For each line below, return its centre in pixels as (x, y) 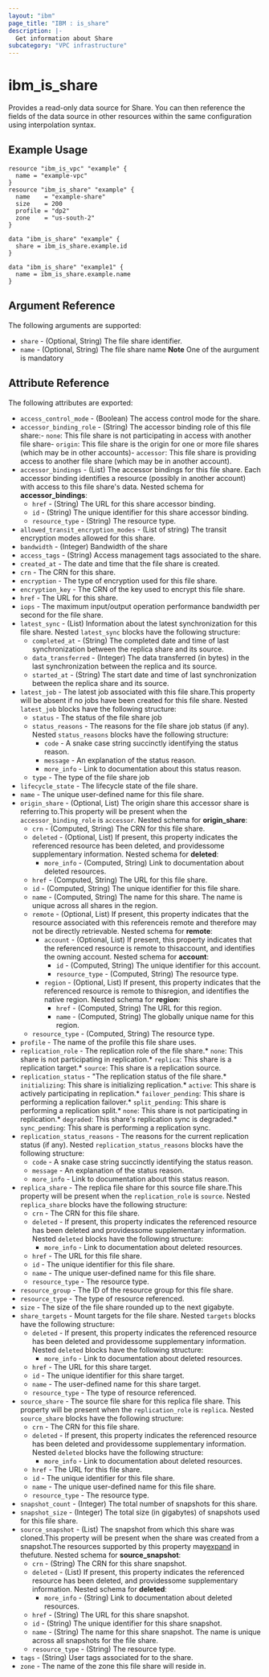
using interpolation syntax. (52, 125)
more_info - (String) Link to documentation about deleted (138, 1597)
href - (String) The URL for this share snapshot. (111, 1614)
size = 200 (39, 203)
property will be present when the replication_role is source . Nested (135, 1196)
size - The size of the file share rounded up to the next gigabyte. (127, 1307)
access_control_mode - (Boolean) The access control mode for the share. (140, 418)
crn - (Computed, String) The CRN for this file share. (118, 828)
